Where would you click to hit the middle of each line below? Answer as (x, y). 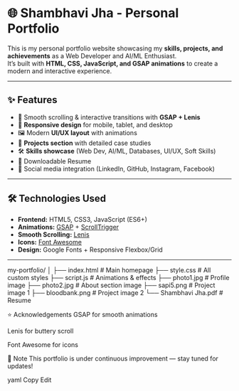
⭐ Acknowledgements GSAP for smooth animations (83, 314)
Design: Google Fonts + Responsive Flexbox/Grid (90, 250)
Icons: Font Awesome (49, 242)
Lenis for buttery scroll (41, 331)
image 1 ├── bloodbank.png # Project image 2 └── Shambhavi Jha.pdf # (115, 292)
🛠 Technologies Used (57, 199)
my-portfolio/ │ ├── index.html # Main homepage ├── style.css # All (109, 270)
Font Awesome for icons (43, 344)
